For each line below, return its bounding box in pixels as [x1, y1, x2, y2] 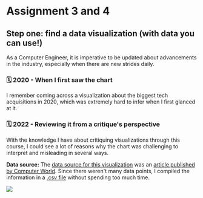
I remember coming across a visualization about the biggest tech [6, 92, 168, 99]
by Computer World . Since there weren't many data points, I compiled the [6, 167, 190, 174]
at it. [6, 105, 18, 112]
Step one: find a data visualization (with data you [6, 28, 195, 39]
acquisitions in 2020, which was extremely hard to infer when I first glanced [6, 98, 196, 105]
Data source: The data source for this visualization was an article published [6, 160, 195, 168]
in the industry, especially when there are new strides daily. [6, 61, 155, 67]
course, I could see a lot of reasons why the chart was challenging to [6, 142, 179, 150]
